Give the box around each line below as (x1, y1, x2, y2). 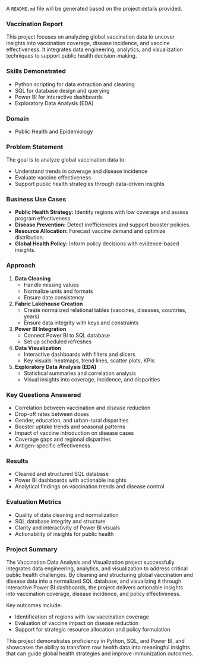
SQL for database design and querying (14, 87, 110, 94)
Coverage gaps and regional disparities (14, 436, 111, 443)
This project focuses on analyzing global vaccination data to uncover (6, 33, 175, 40)
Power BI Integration (14, 325, 67, 332)
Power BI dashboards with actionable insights (14, 476, 127, 484)
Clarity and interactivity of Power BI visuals (14, 524, 121, 531)
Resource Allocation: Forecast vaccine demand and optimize (14, 228, 166, 235)
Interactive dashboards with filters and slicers (23, 351, 135, 358)
